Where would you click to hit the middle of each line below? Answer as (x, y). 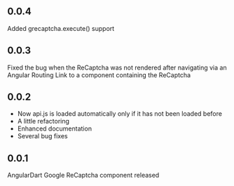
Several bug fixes (42, 136)
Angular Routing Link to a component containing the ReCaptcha (99, 75)
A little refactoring (43, 121)
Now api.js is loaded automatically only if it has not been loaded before (120, 114)
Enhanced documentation (55, 128)
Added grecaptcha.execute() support (61, 28)
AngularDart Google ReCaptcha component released (83, 175)
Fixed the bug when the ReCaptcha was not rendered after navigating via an (117, 67)
